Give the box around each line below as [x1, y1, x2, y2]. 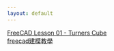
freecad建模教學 [7, 37, 53, 45]
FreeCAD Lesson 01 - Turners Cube [7, 29, 107, 37]
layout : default [7, 10, 53, 17]
